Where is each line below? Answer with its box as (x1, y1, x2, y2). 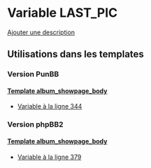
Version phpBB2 (7, 120, 64, 129)
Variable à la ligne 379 (17, 153, 82, 161)
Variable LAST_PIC (7, 5, 117, 21)
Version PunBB (7, 69, 59, 79)
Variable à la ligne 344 (17, 102, 82, 111)
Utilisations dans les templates (7, 48, 145, 60)
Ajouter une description (7, 28, 75, 36)
